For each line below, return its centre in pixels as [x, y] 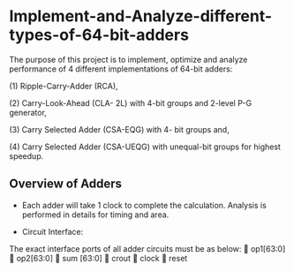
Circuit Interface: [53, 231]
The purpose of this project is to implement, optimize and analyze [128, 59]
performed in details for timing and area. [95, 215]
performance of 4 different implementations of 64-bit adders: [121, 69]
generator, [28, 112]
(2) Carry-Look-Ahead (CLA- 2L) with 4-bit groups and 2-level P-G [131, 102]
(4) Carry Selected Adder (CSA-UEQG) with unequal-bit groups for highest [145, 147]
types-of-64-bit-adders [99, 35]
